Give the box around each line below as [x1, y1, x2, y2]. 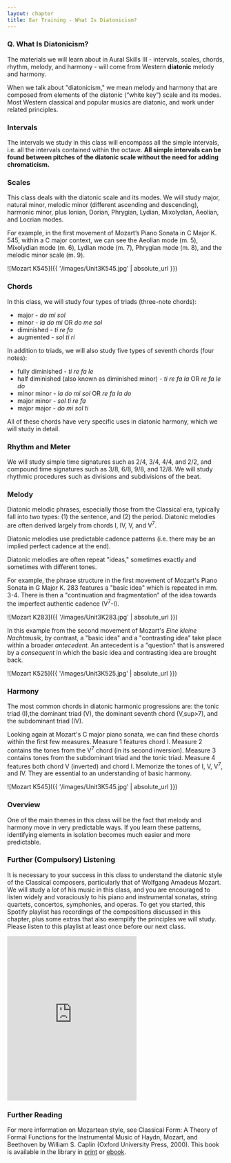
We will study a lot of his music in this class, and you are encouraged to [7, 885, 210, 894]
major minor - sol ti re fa [17, 396, 86, 405]
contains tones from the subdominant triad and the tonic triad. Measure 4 [7, 753, 216, 761]
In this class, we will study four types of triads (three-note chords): [7, 297, 197, 305]
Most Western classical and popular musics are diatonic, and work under [7, 98, 214, 106]
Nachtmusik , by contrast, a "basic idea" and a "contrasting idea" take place [7, 633, 222, 642]
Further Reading [7, 1110, 63, 1119]
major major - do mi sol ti [17, 404, 89, 412]
